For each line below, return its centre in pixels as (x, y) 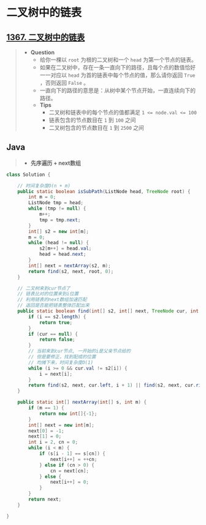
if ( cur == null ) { (53, 334)
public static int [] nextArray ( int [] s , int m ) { (82, 402)
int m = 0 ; (42, 197)
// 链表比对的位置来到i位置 (48, 294)
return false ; (57, 340)
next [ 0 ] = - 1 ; (46, 431)
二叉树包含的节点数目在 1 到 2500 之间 (96, 128)
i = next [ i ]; (55, 374)
